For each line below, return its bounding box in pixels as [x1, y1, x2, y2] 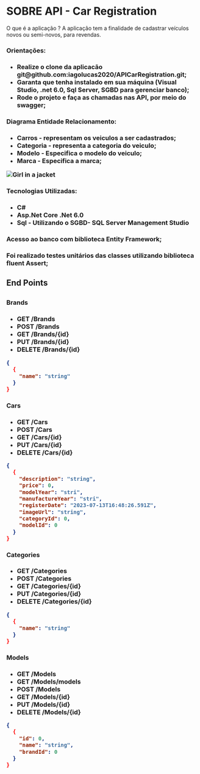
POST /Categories [16, 574, 72, 583]
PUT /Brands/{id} [16, 338, 70, 346]
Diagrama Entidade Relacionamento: [6, 117, 117, 126]
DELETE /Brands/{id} [16, 345, 80, 354]
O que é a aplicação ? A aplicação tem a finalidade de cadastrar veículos [6, 24, 189, 32]
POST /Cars [16, 425, 53, 434]
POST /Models [16, 685, 61, 693]
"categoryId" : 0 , [19, 515, 71, 522]
